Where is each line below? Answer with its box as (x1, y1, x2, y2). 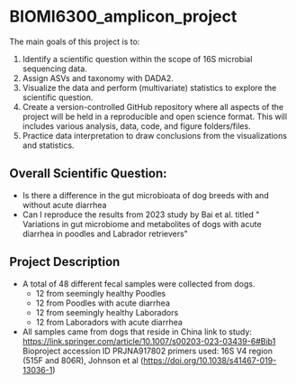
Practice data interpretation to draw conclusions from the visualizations (22, 130, 288, 141)
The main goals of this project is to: (9, 36, 140, 47)
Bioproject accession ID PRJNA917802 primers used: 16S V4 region (22, 345, 273, 356)
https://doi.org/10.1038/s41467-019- (143, 354, 277, 366)
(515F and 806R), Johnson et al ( (22, 354, 144, 366)
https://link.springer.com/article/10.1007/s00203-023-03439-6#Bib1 (22, 335, 276, 346)
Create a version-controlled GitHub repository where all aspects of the (22, 101, 284, 112)
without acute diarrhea (22, 199, 107, 210)
